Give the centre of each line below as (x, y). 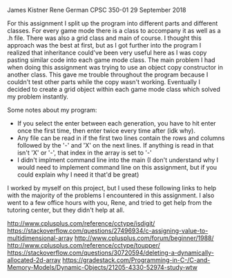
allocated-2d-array (34, 260)
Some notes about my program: (52, 110)
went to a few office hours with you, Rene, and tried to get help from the (110, 202)
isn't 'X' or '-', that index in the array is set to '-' (84, 152)
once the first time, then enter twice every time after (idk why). (106, 131)
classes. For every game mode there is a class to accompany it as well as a (114, 31)
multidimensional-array (40, 238)
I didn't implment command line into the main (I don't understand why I (118, 160)
